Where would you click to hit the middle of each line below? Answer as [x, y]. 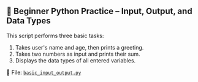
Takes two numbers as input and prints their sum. [78, 54]
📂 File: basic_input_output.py [44, 72]
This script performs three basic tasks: [55, 35]
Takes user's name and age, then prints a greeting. [79, 47]
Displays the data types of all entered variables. [75, 60]
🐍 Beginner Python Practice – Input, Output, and [99, 11]
